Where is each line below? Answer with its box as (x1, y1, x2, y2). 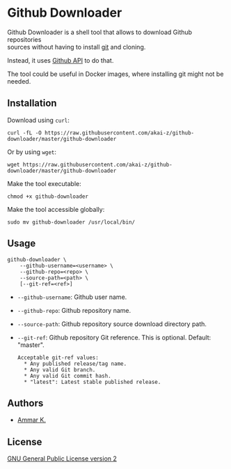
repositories (7, 35, 42, 43)
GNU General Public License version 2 (7, 454, 117, 463)
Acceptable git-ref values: (17, 354, 99, 361)
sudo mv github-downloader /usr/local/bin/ (7, 218, 136, 226)
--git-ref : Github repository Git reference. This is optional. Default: (17, 333, 212, 341)
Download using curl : (7, 116, 70, 124)
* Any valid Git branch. (24, 366, 96, 374)
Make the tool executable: (7, 179, 81, 187)
